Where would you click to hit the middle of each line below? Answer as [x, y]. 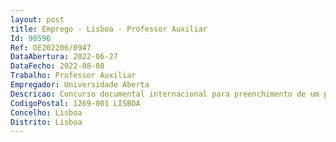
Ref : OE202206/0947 [51, 47]
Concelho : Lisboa [46, 112]
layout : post [37, 19]
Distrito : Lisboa [46, 122]
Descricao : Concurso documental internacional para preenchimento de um [165, 94]
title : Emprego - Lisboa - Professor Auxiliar [109, 29]
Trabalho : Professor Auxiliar [73, 76]
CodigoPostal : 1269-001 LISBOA [75, 103]
